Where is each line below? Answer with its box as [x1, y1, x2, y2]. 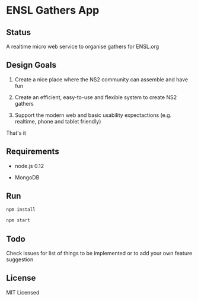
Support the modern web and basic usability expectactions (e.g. [14, 111, 172, 119]
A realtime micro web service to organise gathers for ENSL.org [6, 43, 159, 50]
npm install [6, 207, 36, 213]
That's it [6, 129, 27, 137]
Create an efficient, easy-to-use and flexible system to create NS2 [14, 93, 177, 101]
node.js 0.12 [14, 162, 44, 169]
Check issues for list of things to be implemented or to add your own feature [6, 250, 193, 256]
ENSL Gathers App [6, 4, 100, 17]
